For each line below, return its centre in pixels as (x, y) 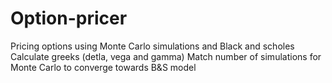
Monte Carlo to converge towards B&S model (103, 67)
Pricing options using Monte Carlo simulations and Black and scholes (152, 46)
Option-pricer (69, 18)
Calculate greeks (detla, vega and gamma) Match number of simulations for (166, 56)
